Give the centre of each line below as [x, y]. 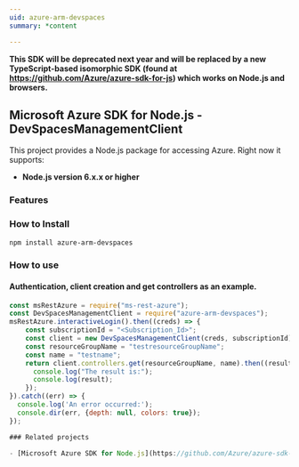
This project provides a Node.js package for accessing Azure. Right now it [145, 150]
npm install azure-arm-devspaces [71, 242]
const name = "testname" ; [73, 355]
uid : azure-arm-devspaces [57, 17]
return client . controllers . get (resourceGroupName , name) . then [143, 363]
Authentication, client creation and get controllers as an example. [133, 286]
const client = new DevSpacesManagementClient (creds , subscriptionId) [159, 339]
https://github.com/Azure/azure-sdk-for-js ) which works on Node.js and [147, 77]
